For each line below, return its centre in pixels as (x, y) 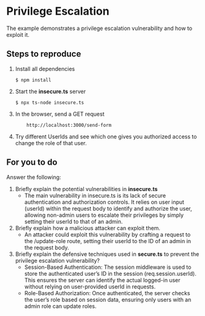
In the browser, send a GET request (60, 114)
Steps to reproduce (44, 54)
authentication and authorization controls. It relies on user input (104, 202)
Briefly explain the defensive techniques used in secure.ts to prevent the (107, 254)
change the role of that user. (51, 143)
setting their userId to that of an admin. (73, 221)
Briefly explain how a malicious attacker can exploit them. (88, 228)
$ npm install (33, 80)
